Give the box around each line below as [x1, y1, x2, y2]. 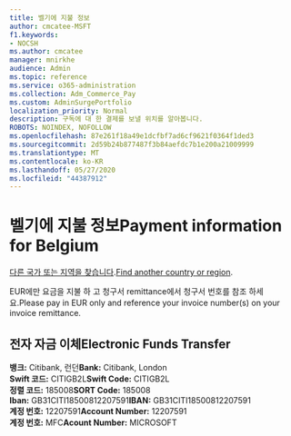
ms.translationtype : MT [9, 148, 100, 157]
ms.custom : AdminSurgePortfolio [9, 97, 132, 107]
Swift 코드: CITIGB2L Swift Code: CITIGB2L [9, 373, 170, 384]
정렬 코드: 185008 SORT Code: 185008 [9, 385, 151, 395]
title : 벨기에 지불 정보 [9, 13, 91, 23]
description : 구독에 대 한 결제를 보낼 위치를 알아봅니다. [9, 114, 204, 124]
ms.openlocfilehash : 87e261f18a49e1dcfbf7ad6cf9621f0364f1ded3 [9, 132, 255, 141]
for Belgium [9, 235, 99, 256]
